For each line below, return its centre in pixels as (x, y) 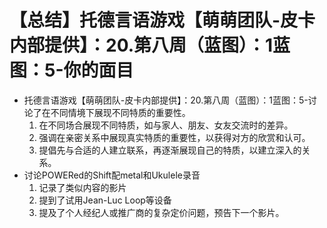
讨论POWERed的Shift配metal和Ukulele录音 (112, 175)
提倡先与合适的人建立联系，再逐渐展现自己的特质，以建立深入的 (170, 150)
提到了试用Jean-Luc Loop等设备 (105, 200)
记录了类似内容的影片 (82, 187)
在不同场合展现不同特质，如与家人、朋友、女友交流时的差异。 (166, 125)
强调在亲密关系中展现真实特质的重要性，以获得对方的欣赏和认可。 (174, 137)
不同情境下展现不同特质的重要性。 (120, 112)
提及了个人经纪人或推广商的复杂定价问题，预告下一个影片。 (161, 212)
